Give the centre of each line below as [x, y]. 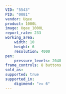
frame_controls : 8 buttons [33, 65]
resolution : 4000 [32, 51]
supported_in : [20, 79]
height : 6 [24, 47]
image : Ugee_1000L [24, 28]
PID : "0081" [17, 14]
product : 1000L [21, 24]
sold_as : [14, 70]
